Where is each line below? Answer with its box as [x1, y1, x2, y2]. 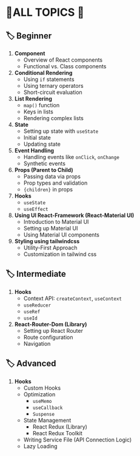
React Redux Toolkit [32, 429, 83, 436]
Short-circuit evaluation [23, 88, 82, 96]
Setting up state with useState [23, 127, 99, 135]
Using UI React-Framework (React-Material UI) [14, 212, 135, 219]
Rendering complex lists [23, 115, 84, 121]
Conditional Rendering [14, 69, 73, 76]
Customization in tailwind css [23, 251, 97, 258]
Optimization [23, 390, 56, 398]
